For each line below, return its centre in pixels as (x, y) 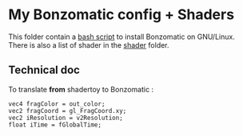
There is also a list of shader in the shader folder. (89, 45)
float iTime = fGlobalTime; (55, 125)
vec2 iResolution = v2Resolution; (66, 118)
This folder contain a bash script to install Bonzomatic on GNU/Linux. (122, 37)
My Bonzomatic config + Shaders (121, 15)
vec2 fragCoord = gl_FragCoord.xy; (68, 111)
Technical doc (44, 70)
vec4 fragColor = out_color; (57, 104)
